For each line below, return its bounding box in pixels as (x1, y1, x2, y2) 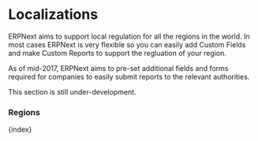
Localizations (8, 6, 99, 24)
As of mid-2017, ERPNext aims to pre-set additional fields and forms (8, 63, 229, 72)
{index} (8, 124, 32, 135)
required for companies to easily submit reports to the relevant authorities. (8, 72, 250, 81)
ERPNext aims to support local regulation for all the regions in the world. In (8, 32, 250, 41)
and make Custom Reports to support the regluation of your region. (8, 48, 227, 58)
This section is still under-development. (8, 87, 136, 96)
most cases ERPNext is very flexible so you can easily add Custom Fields (8, 39, 246, 49)
